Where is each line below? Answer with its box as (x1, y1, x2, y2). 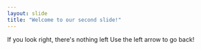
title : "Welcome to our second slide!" (7, 16, 122, 23)
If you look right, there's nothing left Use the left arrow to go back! (7, 35, 195, 43)
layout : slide (7, 10, 48, 17)
